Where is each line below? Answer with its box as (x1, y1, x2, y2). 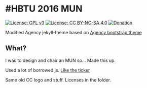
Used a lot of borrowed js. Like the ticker (5, 67, 90, 73)
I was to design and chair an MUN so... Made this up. (5, 57, 116, 63)
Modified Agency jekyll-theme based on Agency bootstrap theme (5, 29, 142, 35)
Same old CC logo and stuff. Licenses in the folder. (5, 76, 112, 83)
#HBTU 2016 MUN (5, 3, 83, 15)
